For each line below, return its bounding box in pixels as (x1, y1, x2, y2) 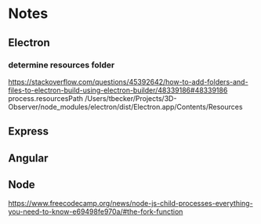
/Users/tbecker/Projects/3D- (85, 93, 177, 103)
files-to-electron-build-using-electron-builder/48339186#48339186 (8, 85, 228, 95)
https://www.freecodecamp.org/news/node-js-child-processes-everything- (8, 199, 253, 208)
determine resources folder (8, 60, 115, 70)
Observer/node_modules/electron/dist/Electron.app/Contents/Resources (8, 102, 243, 111)
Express (8, 125, 49, 138)
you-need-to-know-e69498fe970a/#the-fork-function (8, 207, 183, 216)
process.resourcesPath (8, 93, 84, 103)
